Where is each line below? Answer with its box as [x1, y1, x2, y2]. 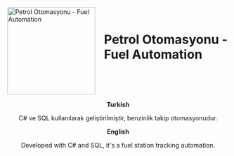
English [106, 127, 130, 136]
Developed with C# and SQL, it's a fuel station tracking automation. [20, 141, 216, 149]
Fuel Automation [104, 46, 202, 62]
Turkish [106, 101, 130, 108]
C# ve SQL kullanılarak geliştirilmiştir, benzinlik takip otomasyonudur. [18, 114, 218, 122]
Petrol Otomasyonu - [104, 31, 228, 48]
